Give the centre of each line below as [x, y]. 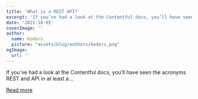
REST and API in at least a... [40, 78]
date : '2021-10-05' [30, 22]
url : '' [21, 55]
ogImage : [17, 50]
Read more [19, 90]
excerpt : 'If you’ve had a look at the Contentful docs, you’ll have [93, 17]
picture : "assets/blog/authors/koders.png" [65, 45]
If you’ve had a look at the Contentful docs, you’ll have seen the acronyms [96, 72]
